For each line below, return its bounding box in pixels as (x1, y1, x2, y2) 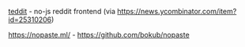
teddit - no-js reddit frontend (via (8, 7, 116, 16)
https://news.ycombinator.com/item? (117, 7, 237, 16)
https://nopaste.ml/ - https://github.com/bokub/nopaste (8, 31, 190, 39)
